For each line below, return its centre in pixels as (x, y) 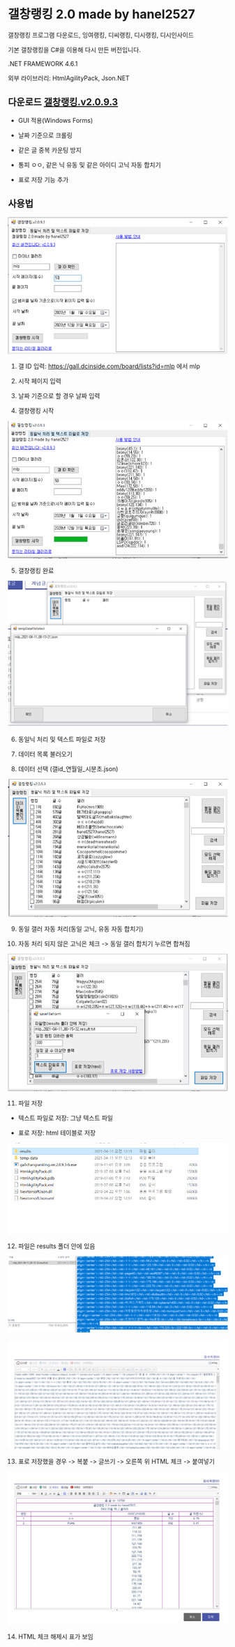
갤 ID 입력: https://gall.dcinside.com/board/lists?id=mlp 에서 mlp (109, 366)
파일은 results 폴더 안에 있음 (56, 1246)
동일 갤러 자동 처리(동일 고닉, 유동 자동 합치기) (81, 929)
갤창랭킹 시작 (36, 410)
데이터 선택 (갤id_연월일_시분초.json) (68, 769)
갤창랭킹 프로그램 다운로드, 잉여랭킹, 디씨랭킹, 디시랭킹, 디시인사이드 (101, 35)
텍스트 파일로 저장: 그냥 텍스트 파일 (66, 1118)
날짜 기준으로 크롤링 (45, 135)
